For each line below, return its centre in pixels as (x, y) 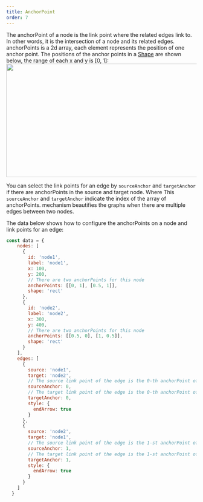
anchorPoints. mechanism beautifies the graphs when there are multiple (96, 205)
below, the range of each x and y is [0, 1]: (57, 60)
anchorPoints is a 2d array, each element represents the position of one (95, 47)
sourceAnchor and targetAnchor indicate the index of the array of (86, 198)
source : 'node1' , (50, 370)
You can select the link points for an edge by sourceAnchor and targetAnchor (101, 186)
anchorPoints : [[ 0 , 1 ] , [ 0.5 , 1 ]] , (73, 285)
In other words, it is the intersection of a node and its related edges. (91, 41)
